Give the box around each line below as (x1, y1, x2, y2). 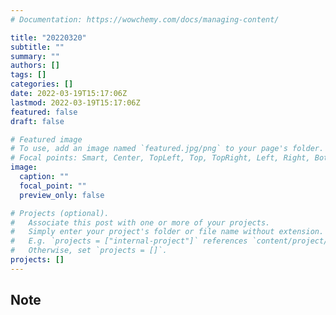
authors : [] (10, 61, 60, 71)
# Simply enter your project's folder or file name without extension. (10, 227, 325, 237)
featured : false (10, 107, 78, 117)
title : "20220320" (10, 32, 87, 43)
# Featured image (10, 134, 83, 145)
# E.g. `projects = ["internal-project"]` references (10, 236, 248, 246)
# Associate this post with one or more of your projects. (10, 217, 271, 228)
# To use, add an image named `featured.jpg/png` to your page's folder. (10, 144, 325, 154)
